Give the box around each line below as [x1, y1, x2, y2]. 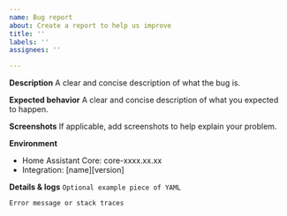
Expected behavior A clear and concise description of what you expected [9, 94, 279, 106]
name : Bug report [9, 12, 73, 22]
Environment [9, 138, 57, 149]
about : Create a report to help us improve [9, 21, 172, 30]
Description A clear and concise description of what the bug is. [9, 78, 241, 88]
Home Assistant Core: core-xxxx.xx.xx [21, 155, 162, 166]
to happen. [9, 104, 49, 115]
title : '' [9, 29, 46, 38]
